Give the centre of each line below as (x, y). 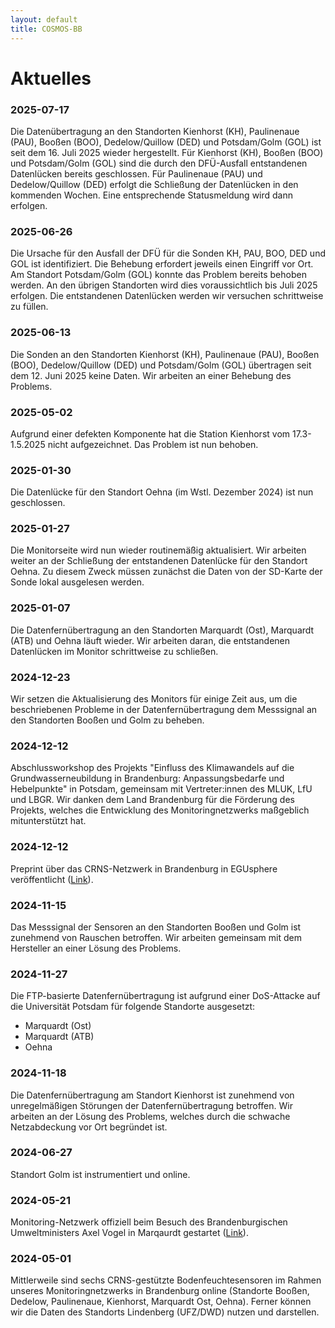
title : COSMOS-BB (46, 29)
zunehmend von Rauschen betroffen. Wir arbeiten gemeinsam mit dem (156, 937)
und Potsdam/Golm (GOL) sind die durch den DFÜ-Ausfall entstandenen (159, 163)
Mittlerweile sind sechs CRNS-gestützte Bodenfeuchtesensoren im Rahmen (166, 1280)
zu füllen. (29, 307)
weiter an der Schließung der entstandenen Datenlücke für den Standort (159, 561)
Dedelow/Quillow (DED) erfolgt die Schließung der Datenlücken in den (154, 184)
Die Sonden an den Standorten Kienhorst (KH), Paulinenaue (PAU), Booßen (165, 354)
